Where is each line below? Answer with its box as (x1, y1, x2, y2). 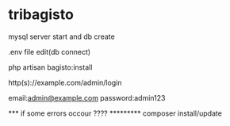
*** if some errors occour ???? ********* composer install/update (8, 109, 222, 118)
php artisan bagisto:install (8, 62, 93, 72)
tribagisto (8, 6, 74, 24)
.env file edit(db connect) (8, 47, 91, 56)
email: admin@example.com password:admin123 (8, 93, 166, 102)
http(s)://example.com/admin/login (8, 78, 122, 87)
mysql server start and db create (8, 32, 115, 41)
